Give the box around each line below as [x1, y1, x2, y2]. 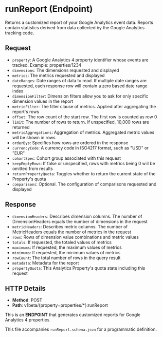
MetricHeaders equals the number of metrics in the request [12, 229, 131, 235]
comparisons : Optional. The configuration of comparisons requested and [12, 181, 157, 187]
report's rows [12, 109, 39, 114]
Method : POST [12, 297, 43, 303]
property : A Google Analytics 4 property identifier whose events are [12, 57, 149, 63]
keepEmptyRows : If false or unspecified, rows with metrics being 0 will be [12, 160, 156, 166]
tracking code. [5, 30, 34, 36]
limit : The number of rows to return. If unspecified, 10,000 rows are [12, 119, 149, 125]
